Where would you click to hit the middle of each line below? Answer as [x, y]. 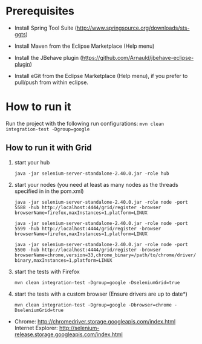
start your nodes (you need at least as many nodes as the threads [96, 184]
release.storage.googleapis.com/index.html [69, 334]
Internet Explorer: [36, 328]
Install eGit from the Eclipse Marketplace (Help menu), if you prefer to [101, 76]
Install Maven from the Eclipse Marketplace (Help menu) [84, 46]
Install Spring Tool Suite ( [45, 28]
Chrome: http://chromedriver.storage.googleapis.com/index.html [95, 321]
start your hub [32, 162]
